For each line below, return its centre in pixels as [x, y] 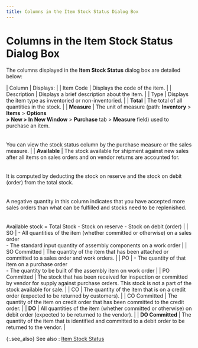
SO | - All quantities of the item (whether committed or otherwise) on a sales [99, 232]
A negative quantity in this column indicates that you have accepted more [95, 201]
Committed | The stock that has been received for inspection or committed [97, 277]
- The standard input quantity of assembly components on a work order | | [97, 245]
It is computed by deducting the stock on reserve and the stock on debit [94, 176]
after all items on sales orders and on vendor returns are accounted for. [93, 157]
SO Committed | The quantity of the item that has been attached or [87, 251]
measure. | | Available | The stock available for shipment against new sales [98, 151]
